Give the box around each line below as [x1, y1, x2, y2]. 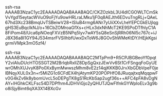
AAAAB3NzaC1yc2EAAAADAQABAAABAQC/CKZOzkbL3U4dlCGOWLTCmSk [5, 9, 158, 15]
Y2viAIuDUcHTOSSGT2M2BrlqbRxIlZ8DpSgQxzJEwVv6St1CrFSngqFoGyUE [5, 60, 157, 65]
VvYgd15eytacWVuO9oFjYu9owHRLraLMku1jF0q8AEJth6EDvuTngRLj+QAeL [5, 15, 158, 20]
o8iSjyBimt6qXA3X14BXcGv [5, 86, 61, 91]
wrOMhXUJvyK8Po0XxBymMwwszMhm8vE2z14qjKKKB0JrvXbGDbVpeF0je [5, 65, 159, 71]
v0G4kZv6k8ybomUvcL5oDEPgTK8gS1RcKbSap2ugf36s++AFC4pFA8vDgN [5, 75, 158, 81]
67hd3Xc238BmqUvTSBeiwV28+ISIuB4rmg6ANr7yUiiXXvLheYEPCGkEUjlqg [5, 19, 159, 25]
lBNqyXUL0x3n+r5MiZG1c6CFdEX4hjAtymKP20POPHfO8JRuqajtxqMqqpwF [5, 70, 158, 76]
